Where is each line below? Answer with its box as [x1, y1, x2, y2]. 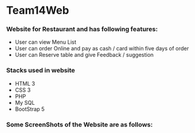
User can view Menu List [14, 38, 77, 46]
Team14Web [6, 4, 70, 17]
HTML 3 [14, 80, 35, 87]
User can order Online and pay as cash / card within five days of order [14, 45, 189, 52]
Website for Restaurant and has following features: [6, 25, 158, 34]
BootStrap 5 [14, 105, 45, 113]
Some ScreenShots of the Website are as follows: [6, 120, 153, 129]
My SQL [14, 99, 35, 106]
